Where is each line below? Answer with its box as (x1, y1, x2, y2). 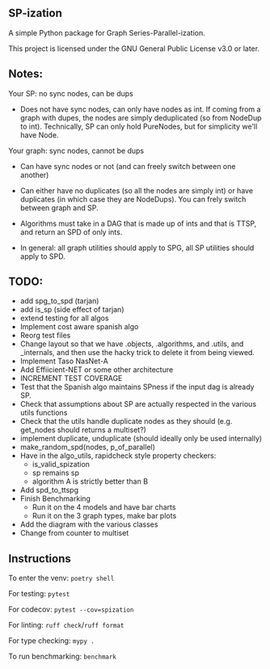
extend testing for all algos (19, 313, 109, 323)
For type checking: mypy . (8, 636, 95, 646)
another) (19, 170, 49, 180)
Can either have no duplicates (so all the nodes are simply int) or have (19, 185, 253, 195)
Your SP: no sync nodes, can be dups (8, 88, 133, 98)
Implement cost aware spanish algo (19, 322, 139, 332)
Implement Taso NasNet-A (19, 356, 109, 366)
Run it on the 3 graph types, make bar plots (32, 511, 177, 521)
